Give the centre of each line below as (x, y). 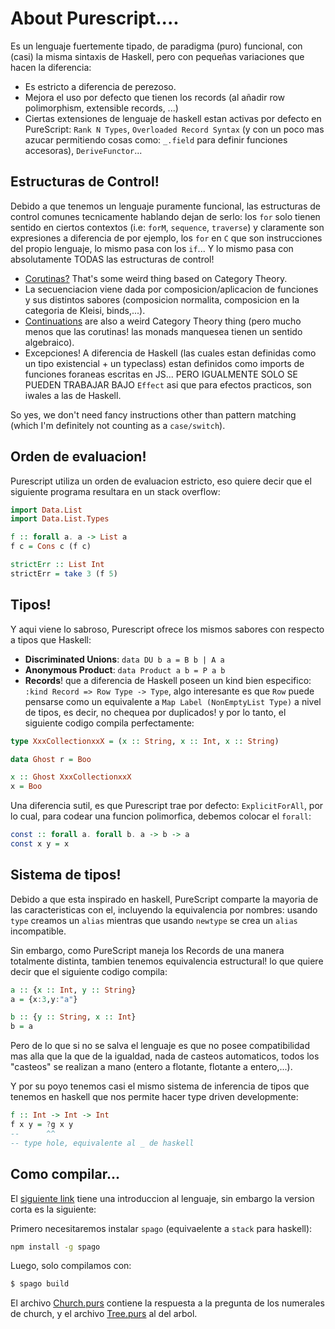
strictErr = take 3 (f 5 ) (64, 573)
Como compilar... (65, 1174)
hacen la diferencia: (51, 67)
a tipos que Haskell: (51, 639)
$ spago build (40, 1284)
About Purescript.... (95, 18)
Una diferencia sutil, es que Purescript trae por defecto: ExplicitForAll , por (167, 806)
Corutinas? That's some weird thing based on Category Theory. (156, 278)
